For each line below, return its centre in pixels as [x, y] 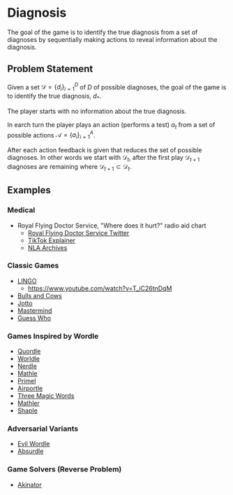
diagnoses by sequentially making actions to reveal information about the [112, 39]
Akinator [29, 485]
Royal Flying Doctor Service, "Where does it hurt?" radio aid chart [112, 226]
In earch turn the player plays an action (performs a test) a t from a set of [111, 126]
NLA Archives [47, 247]
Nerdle [27, 366]
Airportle [30, 388]
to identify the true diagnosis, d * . [54, 97]
